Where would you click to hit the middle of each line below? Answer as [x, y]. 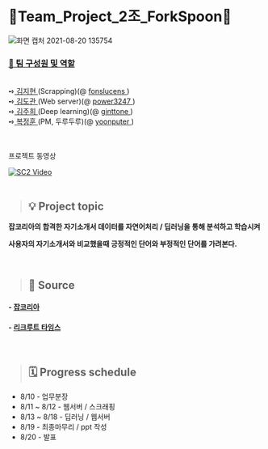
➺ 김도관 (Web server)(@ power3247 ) [72, 101]
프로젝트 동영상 [32, 156]
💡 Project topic [66, 206]
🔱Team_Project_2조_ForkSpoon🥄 [120, 17]
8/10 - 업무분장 [44, 396]
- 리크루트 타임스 [35, 327]
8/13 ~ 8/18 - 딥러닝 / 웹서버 [65, 417]
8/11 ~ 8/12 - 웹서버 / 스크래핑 [67, 407]
